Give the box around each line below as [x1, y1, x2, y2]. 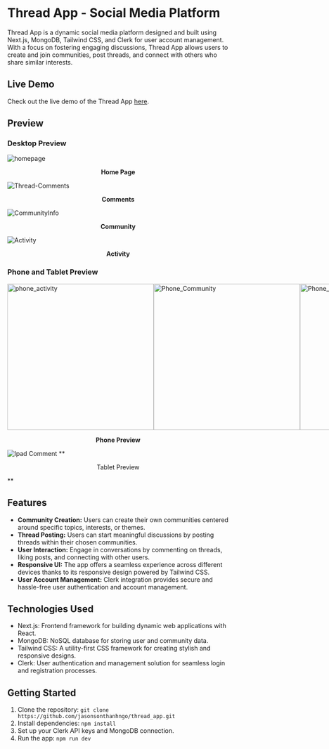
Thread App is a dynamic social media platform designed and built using [7, 28, 217, 37]
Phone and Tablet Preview [7, 267, 98, 277]
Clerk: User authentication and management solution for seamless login [17, 659, 226, 667]
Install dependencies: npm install [17, 719, 116, 728]
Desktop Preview [7, 138, 67, 148]
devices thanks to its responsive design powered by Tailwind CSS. [17, 568, 209, 576]
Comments [101, 195, 135, 204]
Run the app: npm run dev [17, 734, 91, 743]
